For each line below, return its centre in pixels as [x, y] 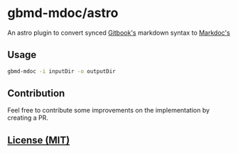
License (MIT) [39, 140]
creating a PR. [28, 118]
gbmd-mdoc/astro [63, 13]
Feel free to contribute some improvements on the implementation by [109, 110]
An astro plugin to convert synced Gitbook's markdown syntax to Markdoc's [119, 33]
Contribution [36, 93]
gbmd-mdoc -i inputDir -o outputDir [61, 71]
